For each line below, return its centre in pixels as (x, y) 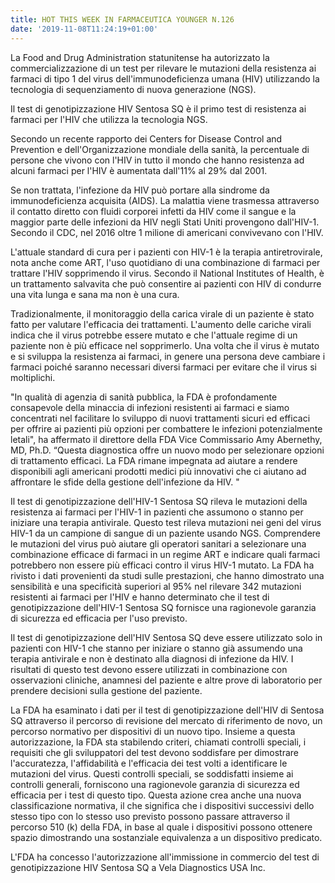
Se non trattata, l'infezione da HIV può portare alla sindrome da (140, 190)
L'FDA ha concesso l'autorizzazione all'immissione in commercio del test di (165, 857)
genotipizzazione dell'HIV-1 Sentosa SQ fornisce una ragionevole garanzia (163, 607)
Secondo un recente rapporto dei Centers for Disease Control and (146, 138)
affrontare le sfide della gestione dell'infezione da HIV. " (125, 482)
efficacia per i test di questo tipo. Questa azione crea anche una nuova (156, 795)
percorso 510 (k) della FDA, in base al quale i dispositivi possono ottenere (161, 827)
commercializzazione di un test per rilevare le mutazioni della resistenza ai (163, 68)
